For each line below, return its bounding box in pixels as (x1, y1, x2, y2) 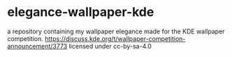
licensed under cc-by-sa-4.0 (68, 42, 152, 50)
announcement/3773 (7, 42, 68, 50)
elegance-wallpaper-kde (7, 4, 154, 20)
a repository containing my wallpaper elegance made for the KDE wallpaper (7, 27, 225, 35)
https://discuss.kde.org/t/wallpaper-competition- (44, 34, 186, 42)
